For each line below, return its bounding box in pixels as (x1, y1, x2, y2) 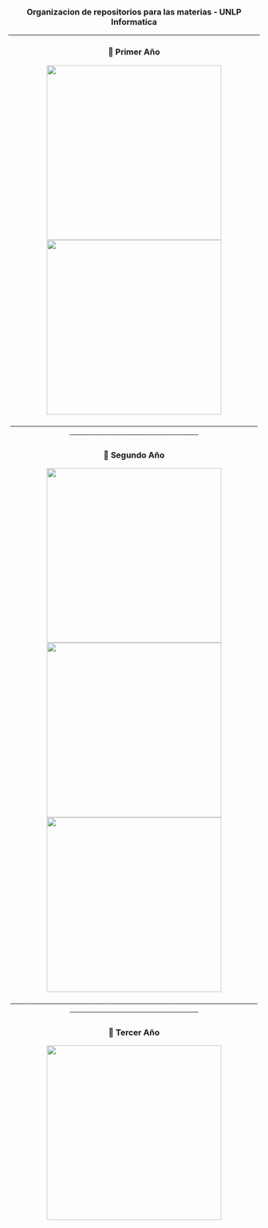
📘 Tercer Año (108, 1027, 160, 1038)
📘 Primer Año (107, 46, 161, 57)
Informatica (111, 16, 157, 27)
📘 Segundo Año (103, 450, 165, 461)
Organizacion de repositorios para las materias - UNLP (26, 6, 242, 18)
